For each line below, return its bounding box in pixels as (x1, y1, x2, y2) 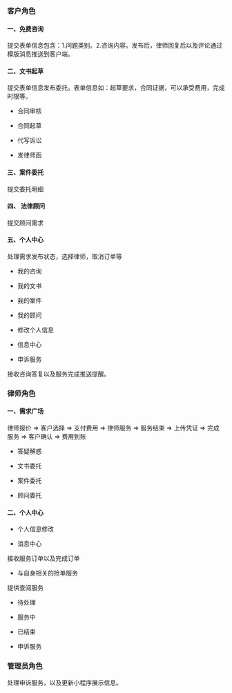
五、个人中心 (7, 236, 43, 244)
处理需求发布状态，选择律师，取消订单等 (7, 252, 122, 260)
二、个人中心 (7, 508, 43, 516)
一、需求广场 (7, 407, 43, 415)
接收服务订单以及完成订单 (7, 554, 80, 562)
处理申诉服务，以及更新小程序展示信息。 (7, 678, 122, 687)
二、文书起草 (7, 67, 43, 75)
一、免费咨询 (7, 24, 43, 32)
